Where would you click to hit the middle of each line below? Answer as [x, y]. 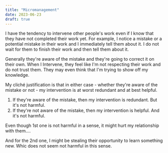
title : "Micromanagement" [32, 10]
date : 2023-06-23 [23, 15]
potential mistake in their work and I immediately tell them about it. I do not [82, 44]
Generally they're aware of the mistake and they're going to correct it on [80, 59]
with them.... [18, 131]
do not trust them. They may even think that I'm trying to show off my [77, 70]
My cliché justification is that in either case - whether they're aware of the [81, 85]
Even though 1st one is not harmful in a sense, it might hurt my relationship [82, 125]
